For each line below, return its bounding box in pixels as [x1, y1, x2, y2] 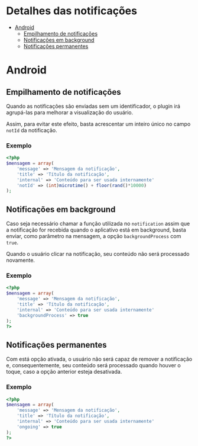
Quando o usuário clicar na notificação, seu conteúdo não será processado [6, 251, 190, 258]
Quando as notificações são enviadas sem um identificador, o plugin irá [6, 102, 180, 110]
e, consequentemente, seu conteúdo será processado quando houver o [6, 362, 181, 369]
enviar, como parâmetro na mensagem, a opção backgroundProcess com [6, 233, 181, 240]
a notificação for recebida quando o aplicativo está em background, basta [6, 226, 186, 233]
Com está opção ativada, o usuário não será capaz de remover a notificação [6, 355, 193, 362]
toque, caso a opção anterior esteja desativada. [6, 368, 122, 376]
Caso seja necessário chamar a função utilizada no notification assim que [6, 220, 190, 227]
